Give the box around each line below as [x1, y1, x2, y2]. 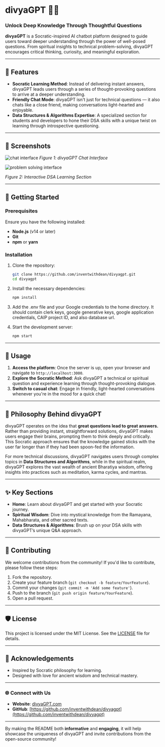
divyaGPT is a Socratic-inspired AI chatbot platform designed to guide [5, 33, 148, 39]
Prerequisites [5, 208, 38, 214]
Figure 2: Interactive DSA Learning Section [5, 174, 92, 180]
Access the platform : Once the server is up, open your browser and [12, 365, 151, 371]
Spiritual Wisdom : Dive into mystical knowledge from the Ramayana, [12, 512, 152, 518]
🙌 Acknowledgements [5, 654, 74, 663]
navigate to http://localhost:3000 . [12, 370, 84, 376]
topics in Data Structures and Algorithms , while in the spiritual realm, [5, 459, 146, 465]
